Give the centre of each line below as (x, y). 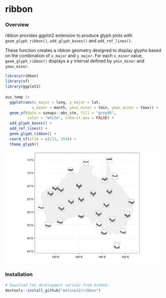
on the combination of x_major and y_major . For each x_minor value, (74, 56)
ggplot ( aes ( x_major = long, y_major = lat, (55, 102)
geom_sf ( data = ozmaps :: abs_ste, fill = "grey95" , (63, 113)
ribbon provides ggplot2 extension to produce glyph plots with (69, 35)
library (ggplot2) (23, 87)
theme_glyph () (24, 144)
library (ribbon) (22, 76)
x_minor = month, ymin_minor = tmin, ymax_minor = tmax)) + (95, 107)
